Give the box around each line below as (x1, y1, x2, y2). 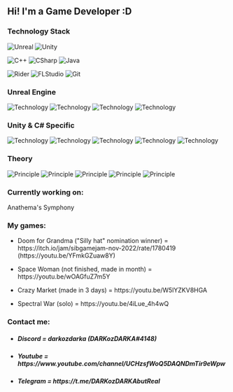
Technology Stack (7, 27, 71, 36)
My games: (7, 220, 47, 230)
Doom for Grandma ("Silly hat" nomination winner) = (17, 237, 169, 245)
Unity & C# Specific (7, 120, 75, 130)
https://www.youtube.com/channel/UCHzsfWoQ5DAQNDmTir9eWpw (17, 360, 226, 368)
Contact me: (7, 317, 50, 327)
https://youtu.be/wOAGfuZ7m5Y (17, 272, 111, 281)
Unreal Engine (7, 87, 56, 97)
